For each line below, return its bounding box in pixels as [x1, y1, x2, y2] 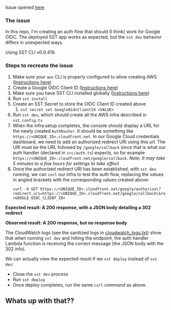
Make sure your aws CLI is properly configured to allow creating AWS [12, 73, 157, 80]
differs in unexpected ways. [5, 39, 64, 45]
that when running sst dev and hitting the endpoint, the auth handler [5, 235, 149, 241]
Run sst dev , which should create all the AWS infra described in [12, 112, 147, 118]
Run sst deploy [12, 276, 45, 282]
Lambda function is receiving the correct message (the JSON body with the [5, 240, 164, 246]
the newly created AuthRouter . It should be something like [12, 127, 134, 134]
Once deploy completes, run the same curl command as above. [12, 281, 147, 288]
